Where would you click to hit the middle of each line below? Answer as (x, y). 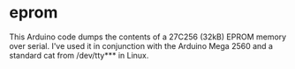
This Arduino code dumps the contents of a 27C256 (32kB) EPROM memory (148, 37)
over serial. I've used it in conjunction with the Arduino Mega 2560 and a (141, 45)
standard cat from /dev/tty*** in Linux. (79, 55)
